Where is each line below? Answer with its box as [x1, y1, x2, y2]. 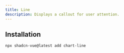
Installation [5, 30, 41, 39]
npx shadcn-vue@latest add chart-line [5, 43, 86, 49]
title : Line [5, 7, 30, 12]
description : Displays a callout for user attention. [5, 12, 120, 17]
